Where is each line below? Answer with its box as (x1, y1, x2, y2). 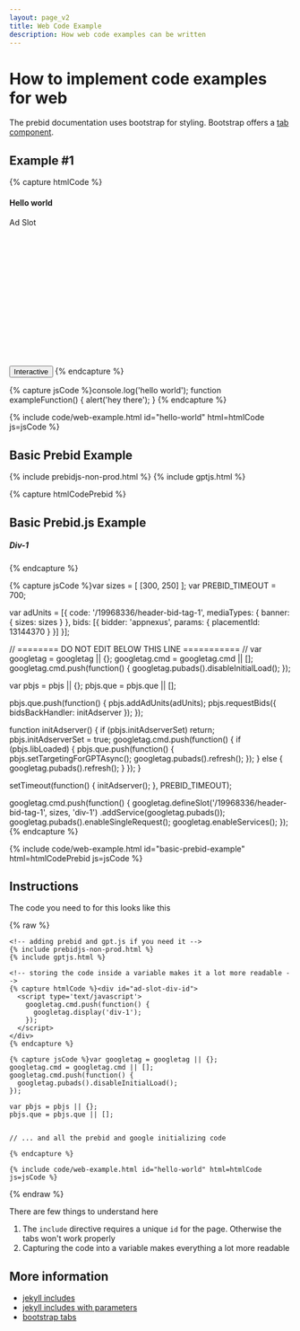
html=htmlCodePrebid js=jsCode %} (9, 852, 143, 863)
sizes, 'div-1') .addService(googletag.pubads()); (48, 807, 226, 817)
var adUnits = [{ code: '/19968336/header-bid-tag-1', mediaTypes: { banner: (9, 607, 290, 618)
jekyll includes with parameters (21, 1302, 138, 1313)
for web (9, 87, 68, 108)
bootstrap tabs (21, 1312, 77, 1323)
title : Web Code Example (9, 22, 102, 31)
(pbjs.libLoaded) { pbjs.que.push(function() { (9, 743, 175, 754)
